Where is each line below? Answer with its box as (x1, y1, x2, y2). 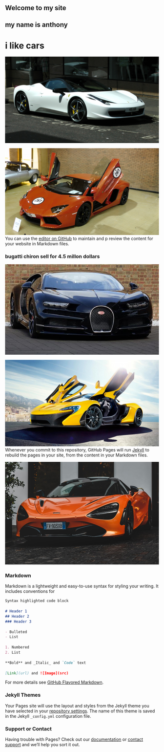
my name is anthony (5, 21, 68, 29)
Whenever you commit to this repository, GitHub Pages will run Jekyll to (5, 447, 150, 452)
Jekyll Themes (5, 691, 41, 698)
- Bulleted (5, 629, 27, 634)
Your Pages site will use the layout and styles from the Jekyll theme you (5, 703, 150, 709)
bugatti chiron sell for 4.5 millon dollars (5, 253, 100, 259)
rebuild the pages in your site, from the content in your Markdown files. (5, 452, 148, 458)
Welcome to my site (5, 4, 67, 12)
